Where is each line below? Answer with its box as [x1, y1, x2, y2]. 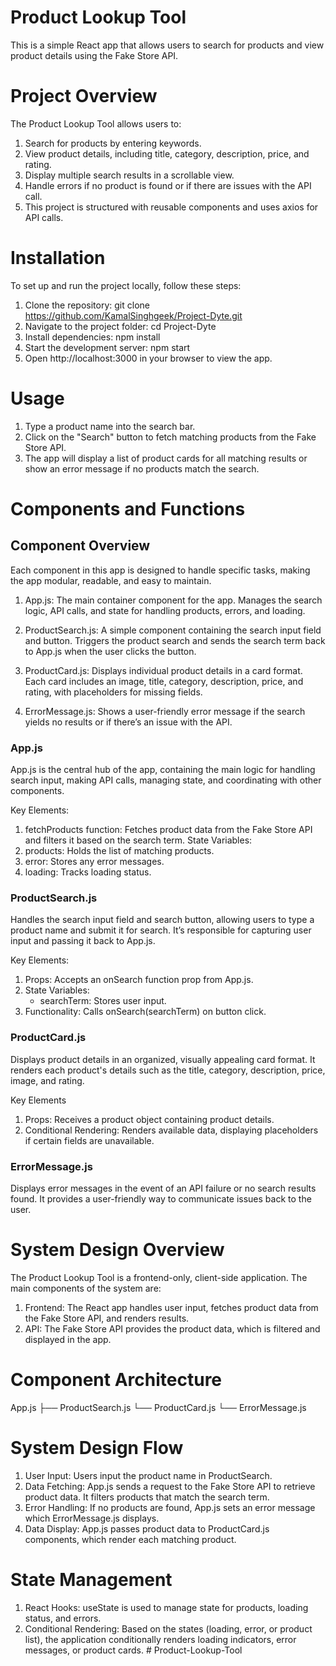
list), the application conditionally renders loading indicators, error [24, 1633, 297, 1645]
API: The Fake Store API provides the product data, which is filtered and [24, 1322, 321, 1335]
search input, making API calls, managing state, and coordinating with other [10, 774, 322, 786]
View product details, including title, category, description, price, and [24, 147, 310, 160]
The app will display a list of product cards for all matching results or [24, 452, 308, 464]
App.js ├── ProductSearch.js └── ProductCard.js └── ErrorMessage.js [10, 1401, 307, 1413]
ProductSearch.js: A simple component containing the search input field [24, 624, 322, 636]
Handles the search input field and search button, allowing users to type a [10, 914, 315, 926]
